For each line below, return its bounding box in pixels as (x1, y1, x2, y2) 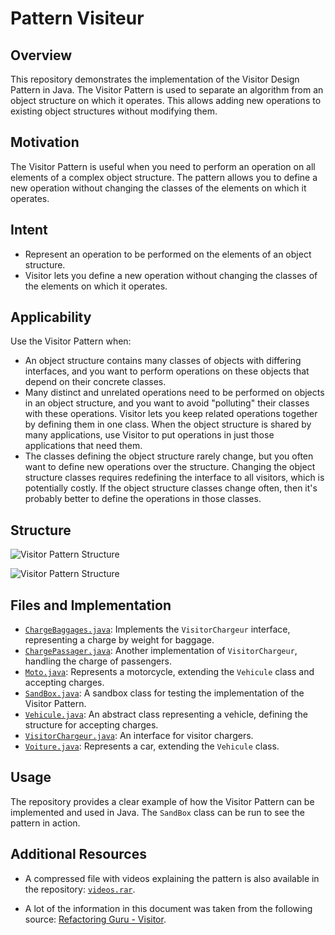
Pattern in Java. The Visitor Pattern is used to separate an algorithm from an (10, 84, 324, 96)
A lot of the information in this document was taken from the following (24, 902, 313, 914)
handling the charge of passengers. (24, 655, 172, 667)
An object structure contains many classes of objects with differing (24, 355, 302, 367)
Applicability (10, 309, 92, 326)
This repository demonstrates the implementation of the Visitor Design (10, 73, 300, 85)
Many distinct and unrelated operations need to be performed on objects (24, 387, 325, 399)
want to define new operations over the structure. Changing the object (24, 461, 316, 473)
